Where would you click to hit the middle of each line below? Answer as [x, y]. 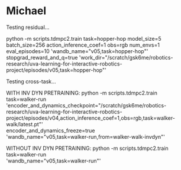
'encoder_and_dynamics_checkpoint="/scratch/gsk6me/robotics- [86, 105]
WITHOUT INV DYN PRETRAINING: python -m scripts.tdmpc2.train [87, 148]
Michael [26, 11]
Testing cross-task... [31, 81]
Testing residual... [28, 27]
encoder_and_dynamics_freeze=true [51, 130]
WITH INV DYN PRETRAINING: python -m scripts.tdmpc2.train [82, 93]
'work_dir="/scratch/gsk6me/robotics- [126, 57]
